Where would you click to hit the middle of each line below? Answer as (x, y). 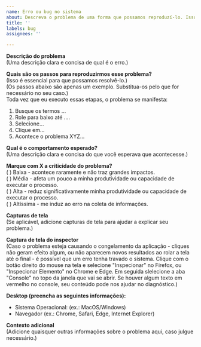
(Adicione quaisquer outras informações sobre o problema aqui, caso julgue (100, 331)
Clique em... (30, 130)
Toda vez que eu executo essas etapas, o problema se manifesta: (87, 100)
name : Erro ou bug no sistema (44, 12)
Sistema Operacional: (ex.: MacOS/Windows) (70, 308)
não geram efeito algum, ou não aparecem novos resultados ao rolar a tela (98, 253)
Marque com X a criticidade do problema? (59, 166)
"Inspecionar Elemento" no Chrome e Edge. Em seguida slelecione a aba (96, 272)
